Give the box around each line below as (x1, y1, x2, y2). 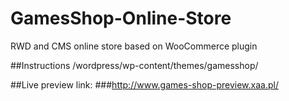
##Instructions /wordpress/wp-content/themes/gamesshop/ (10, 59, 259, 71)
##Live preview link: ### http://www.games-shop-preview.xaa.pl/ (10, 78, 279, 91)
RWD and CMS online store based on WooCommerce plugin (10, 40, 258, 52)
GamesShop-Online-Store (10, 7, 232, 30)
